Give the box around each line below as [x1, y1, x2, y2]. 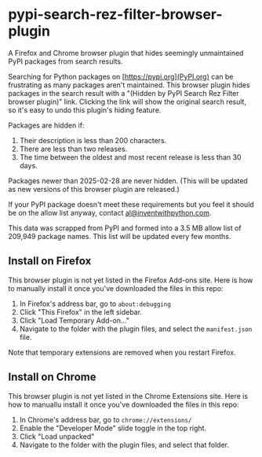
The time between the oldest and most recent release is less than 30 [19, 152, 242, 162]
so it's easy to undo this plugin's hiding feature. [8, 105, 162, 115]
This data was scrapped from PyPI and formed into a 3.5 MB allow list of [8, 223, 242, 233]
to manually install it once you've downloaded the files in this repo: [8, 283, 224, 293]
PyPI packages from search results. [8, 57, 123, 66]
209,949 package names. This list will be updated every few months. [8, 231, 231, 241]
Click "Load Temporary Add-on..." [19, 315, 129, 325]
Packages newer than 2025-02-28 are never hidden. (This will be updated [8, 175, 249, 186]
